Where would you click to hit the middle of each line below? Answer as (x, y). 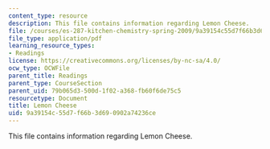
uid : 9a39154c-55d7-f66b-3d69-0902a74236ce (82, 114)
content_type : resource (48, 16)
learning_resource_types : (51, 46)
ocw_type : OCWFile (39, 68)
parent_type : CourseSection (55, 83)
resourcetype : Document (48, 98)
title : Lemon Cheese (43, 106)
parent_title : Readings (48, 76)
